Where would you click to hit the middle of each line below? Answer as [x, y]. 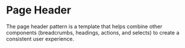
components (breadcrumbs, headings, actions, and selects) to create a [93, 32]
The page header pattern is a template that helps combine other [84, 26]
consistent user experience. [40, 39]
